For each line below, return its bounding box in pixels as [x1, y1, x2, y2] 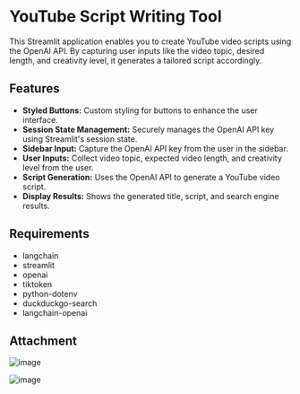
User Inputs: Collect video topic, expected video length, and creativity [21, 153, 282, 163]
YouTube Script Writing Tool [9, 6, 222, 27]
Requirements [9, 226, 90, 241]
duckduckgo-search [21, 298, 98, 309]
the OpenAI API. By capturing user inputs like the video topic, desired [9, 45, 265, 56]
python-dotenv [21, 288, 78, 299]
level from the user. [21, 162, 94, 172]
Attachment [9, 333, 78, 348]
